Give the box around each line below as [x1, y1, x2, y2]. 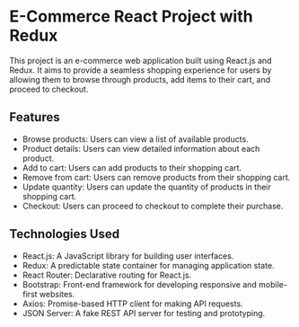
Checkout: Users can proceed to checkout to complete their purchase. [22, 200, 284, 211]
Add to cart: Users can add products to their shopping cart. [22, 162, 242, 172]
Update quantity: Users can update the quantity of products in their [22, 181, 271, 192]
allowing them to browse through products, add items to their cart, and [9, 74, 271, 84]
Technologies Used [9, 226, 119, 242]
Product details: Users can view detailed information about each [22, 143, 260, 154]
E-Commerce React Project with [9, 6, 253, 27]
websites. [39, 288, 75, 299]
